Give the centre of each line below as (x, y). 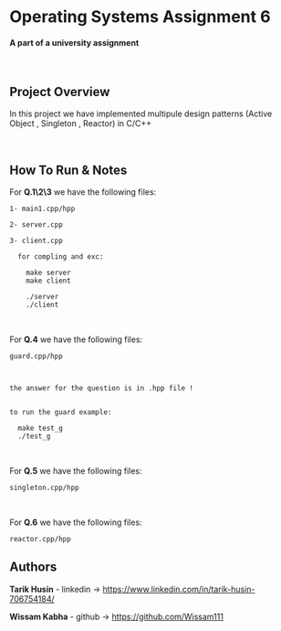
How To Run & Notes (68, 170)
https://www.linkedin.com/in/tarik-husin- (179, 589)
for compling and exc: (61, 257)
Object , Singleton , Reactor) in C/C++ (81, 123)
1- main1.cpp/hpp (42, 209)
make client (48, 281)
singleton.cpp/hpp (44, 488)
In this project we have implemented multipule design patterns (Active (141, 114)
